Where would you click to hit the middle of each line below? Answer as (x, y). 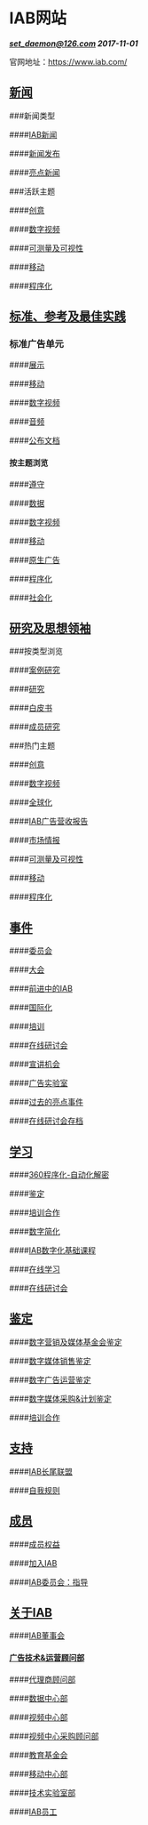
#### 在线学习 (35, 1269)
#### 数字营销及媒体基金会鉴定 (66, 1342)
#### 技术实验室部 (43, 1792)
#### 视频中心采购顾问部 (54, 1736)
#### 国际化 (31, 1008)
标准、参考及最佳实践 (67, 317)
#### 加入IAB (33, 1563)
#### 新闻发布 (35, 153)
